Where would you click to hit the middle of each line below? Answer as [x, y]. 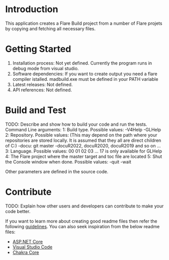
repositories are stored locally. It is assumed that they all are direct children [83, 140]
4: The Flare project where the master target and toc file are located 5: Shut [84, 156]
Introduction [32, 9]
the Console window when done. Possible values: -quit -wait [68, 162]
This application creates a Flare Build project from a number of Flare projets [84, 23]
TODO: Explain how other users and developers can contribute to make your [84, 206]
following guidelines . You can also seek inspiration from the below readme [82, 226]
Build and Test [36, 110]
